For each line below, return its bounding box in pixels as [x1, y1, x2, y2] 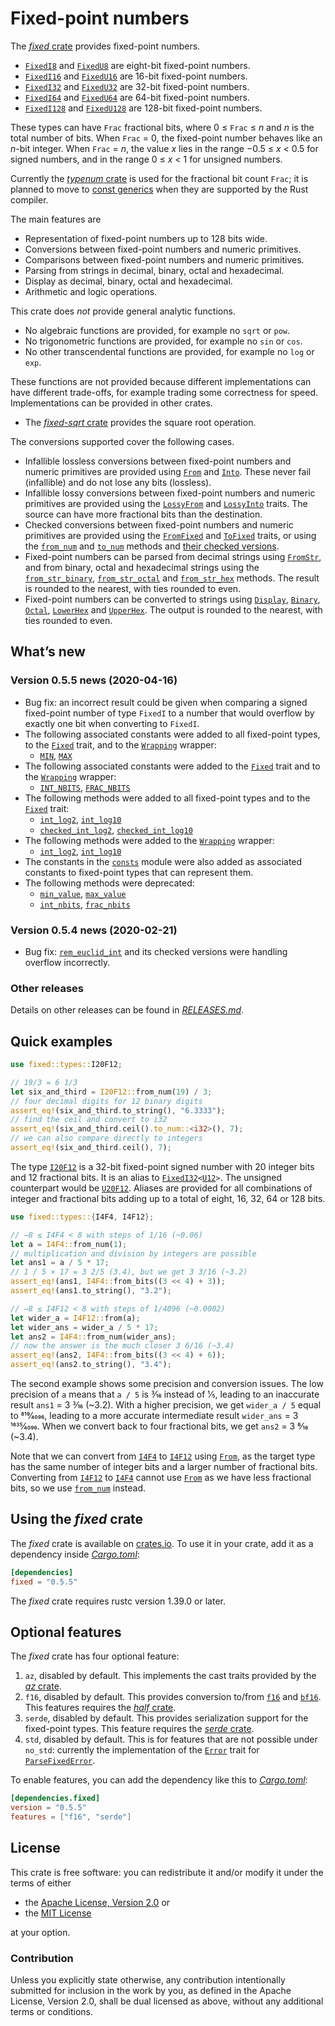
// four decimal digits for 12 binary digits [10, 1096, 203, 1106]
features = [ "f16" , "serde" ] [10, 1812, 132, 1822]
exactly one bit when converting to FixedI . [24, 717, 200, 729]
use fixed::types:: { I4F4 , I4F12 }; [10, 1212, 155, 1222]
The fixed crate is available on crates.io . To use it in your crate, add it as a [10, 1537, 314, 1549]
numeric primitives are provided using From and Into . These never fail [24, 465, 312, 477]
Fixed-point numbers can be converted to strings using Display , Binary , [24, 593, 321, 605]
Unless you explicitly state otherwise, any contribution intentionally [10, 1974, 286, 1986]
